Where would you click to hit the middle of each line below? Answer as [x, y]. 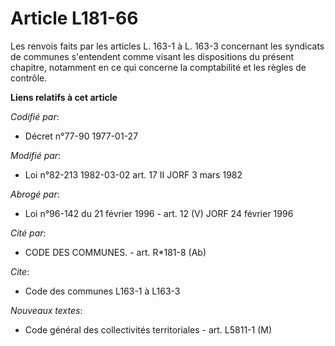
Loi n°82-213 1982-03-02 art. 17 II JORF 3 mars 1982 [133, 174]
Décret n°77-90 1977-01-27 [81, 136]
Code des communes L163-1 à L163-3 [102, 291]
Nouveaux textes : [46, 310]
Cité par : [28, 233]
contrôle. [29, 78]
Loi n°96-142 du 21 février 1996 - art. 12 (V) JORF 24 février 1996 [159, 213]
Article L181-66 [74, 18]
